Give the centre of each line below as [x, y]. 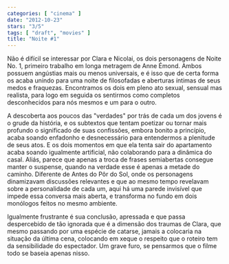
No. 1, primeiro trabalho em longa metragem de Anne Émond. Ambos [105, 66]
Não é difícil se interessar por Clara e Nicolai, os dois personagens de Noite [114, 58]
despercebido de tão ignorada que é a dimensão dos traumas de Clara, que [114, 224]
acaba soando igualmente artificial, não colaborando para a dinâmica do [110, 153]
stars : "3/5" [26, 26]
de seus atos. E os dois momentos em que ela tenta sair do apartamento [109, 145]
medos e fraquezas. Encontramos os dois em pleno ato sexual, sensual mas [115, 88]
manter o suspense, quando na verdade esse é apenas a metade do [103, 167]
